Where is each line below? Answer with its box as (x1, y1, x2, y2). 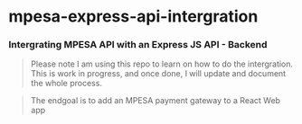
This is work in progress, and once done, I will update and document (30, 68, 287, 79)
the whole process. (30, 78, 103, 89)
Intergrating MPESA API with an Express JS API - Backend (8, 39, 268, 51)
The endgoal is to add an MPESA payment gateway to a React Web (30, 95, 281, 106)
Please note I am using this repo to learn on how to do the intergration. (30, 58, 294, 69)
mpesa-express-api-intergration (8, 6, 259, 27)
